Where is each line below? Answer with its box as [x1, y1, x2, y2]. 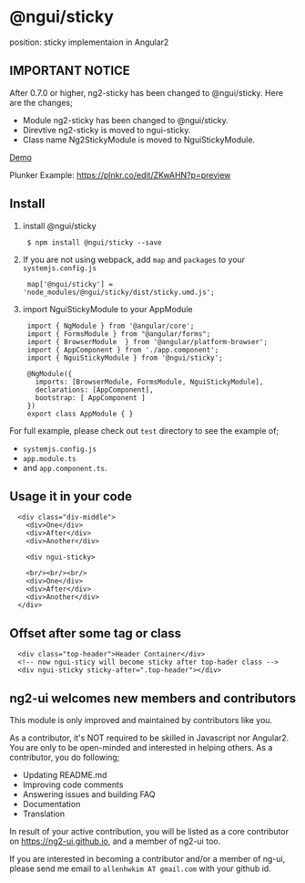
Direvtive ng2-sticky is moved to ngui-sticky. [22, 124, 191, 135]
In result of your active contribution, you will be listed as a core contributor [9, 826, 290, 836]
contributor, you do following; [9, 752, 120, 762]
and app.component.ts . [22, 462, 107, 473]
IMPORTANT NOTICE [9, 63, 130, 79]
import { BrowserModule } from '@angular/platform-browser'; [26, 337, 269, 346]
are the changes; [9, 97, 73, 108]
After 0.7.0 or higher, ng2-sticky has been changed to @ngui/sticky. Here [9, 87, 284, 98]
